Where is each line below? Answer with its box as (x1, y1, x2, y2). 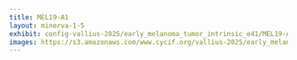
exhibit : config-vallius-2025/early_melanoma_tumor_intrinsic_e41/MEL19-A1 (9, 29, 294, 38)
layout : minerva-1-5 (9, 21, 86, 30)
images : (9, 37, 38, 47)
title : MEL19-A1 (9, 12, 69, 22)
